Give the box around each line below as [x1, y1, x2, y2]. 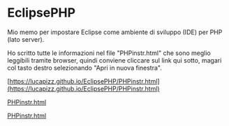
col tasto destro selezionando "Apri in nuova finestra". [7, 63, 162, 72]
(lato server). [7, 35, 45, 43]
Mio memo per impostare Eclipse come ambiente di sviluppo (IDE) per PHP [7, 28, 223, 36]
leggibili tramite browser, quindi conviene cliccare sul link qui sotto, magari [7, 56, 222, 64]
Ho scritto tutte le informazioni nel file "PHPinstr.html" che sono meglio [7, 49, 211, 57]
